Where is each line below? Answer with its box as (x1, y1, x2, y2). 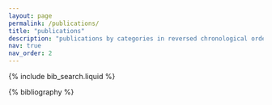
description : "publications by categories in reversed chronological (8, 34, 249, 43)
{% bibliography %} (8, 87, 74, 97)
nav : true (8, 42, 42, 50)
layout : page (8, 11, 53, 20)
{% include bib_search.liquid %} (8, 72, 116, 81)
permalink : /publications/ (8, 19, 100, 27)
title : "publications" (8, 27, 85, 35)
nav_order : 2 (8, 49, 53, 57)
